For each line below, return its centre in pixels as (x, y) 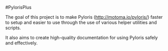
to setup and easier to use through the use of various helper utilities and (81, 22)
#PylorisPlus (18, 7)
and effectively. (21, 43)
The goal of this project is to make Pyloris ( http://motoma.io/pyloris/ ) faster (84, 17)
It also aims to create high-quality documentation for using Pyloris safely (82, 38)
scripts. (13, 28)
